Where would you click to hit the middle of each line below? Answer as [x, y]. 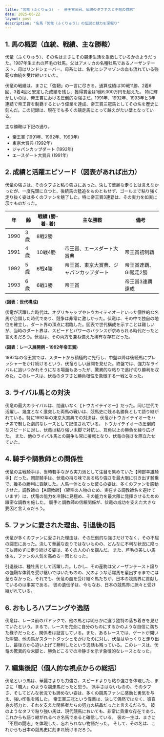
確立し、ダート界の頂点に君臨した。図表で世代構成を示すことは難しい [84, 324]
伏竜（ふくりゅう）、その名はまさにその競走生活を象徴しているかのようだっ [81, 57]
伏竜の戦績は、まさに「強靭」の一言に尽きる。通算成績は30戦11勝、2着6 [78, 86]
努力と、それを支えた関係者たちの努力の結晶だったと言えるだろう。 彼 [84, 705]
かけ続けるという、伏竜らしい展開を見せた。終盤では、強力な [88, 363]
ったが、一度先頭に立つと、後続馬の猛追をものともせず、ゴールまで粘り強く [82, 191]
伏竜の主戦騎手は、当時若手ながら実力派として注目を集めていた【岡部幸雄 [80, 472]
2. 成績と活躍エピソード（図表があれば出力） [73, 172]
